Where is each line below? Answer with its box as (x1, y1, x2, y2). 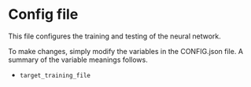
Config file (8, 5, 79, 24)
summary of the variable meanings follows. (8, 55, 148, 64)
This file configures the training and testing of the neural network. (8, 31, 222, 41)
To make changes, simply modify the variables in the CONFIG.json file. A (8, 46, 244, 56)
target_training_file (19, 71, 90, 79)
